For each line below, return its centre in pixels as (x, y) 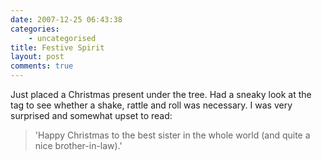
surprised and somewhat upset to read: (91, 115)
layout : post (37, 57)
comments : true (42, 66)
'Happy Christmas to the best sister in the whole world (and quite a (172, 135)
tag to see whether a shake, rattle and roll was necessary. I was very (151, 105)
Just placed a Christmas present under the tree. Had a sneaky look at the (161, 94)
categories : (35, 29)
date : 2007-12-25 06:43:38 (66, 19)
